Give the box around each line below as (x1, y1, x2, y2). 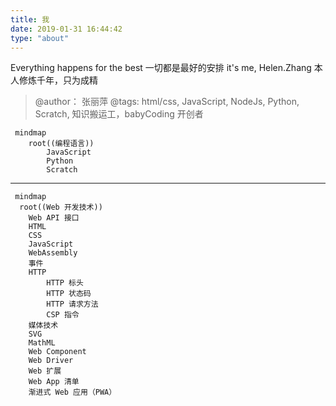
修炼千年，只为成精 (18, 74, 98, 86)
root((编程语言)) (28, 139, 95, 149)
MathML (28, 338, 56, 348)
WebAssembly (28, 248, 78, 258)
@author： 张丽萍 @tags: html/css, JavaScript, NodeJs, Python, (34, 96, 300, 108)
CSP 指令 (46, 310, 80, 320)
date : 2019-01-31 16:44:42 (10, 24, 123, 34)
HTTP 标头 (46, 278, 84, 288)
